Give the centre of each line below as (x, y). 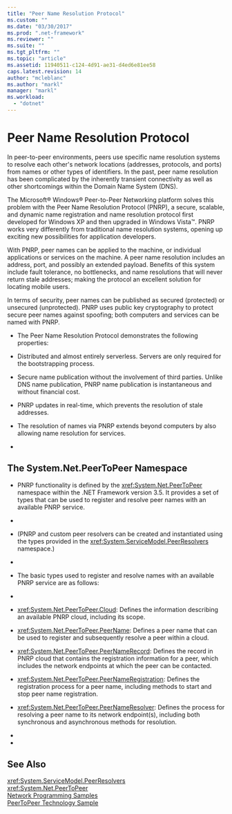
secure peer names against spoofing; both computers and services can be (113, 315)
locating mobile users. (39, 286)
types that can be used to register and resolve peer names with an (112, 499)
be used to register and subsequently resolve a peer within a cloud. (113, 638)
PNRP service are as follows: (58, 582)
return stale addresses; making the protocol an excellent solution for (104, 279)
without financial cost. (49, 391)
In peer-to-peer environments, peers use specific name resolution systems (114, 157)
